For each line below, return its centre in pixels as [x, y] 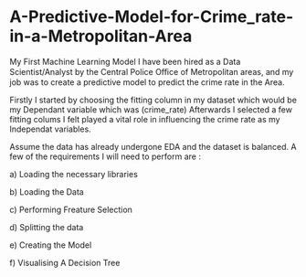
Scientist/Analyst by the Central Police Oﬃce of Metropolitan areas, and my [152, 71]
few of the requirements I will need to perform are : [105, 156]
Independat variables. [50, 129]
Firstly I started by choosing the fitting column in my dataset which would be [153, 100]
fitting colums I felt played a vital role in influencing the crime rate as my [145, 119]
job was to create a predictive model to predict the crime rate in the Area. [147, 82]
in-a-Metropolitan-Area [101, 36]
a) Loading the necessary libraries [74, 174]
